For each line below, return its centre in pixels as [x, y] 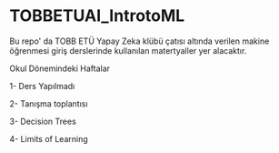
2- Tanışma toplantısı [49, 103]
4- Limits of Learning [49, 138]
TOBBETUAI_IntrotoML [97, 16]
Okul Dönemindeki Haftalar [60, 68]
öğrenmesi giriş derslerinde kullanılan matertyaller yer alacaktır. [128, 50]
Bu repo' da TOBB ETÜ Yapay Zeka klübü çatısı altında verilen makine [139, 41]
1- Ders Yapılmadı [42, 86]
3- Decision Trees [43, 121]
